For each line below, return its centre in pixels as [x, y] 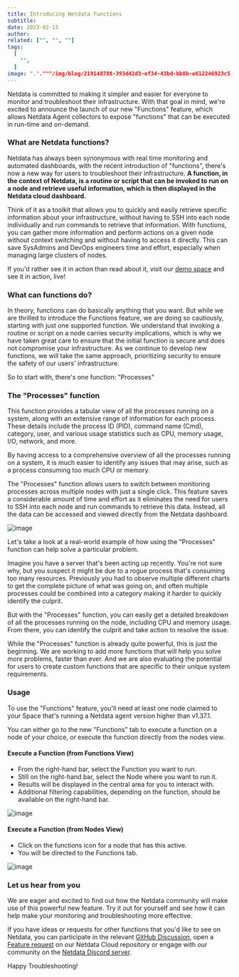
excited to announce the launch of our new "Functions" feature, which [110, 109]
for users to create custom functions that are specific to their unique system [119, 667]
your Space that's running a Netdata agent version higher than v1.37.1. [110, 716]
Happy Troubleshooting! [43, 966]
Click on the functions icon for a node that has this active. [102, 845]
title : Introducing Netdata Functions [65, 14]
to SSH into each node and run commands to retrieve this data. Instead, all [116, 507]
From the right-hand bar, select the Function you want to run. [107, 769]
